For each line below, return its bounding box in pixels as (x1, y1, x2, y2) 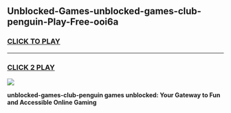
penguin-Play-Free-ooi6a (7, 16, 119, 28)
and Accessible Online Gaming (7, 98, 97, 106)
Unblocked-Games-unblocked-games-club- (7, 5, 201, 17)
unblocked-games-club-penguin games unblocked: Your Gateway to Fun (7, 90, 221, 99)
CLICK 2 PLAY (7, 62, 55, 72)
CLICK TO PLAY (7, 37, 60, 47)
